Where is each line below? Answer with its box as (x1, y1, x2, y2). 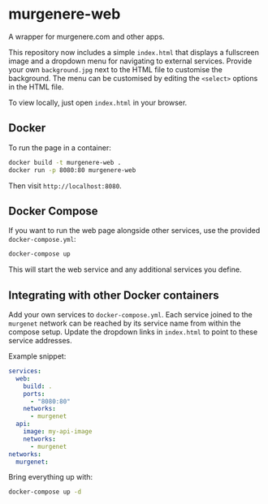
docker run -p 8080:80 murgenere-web (8, 166, 136, 174)
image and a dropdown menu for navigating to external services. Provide (8, 56, 253, 66)
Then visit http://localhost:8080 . (8, 180, 122, 191)
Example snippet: (8, 351, 67, 361)
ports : (23, 390, 45, 398)
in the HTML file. (8, 82, 64, 92)
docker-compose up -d (8, 488, 82, 496)
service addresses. (8, 336, 72, 345)
